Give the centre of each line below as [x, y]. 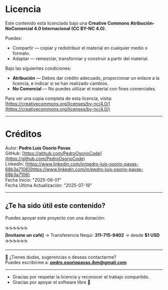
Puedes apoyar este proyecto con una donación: [55, 218]
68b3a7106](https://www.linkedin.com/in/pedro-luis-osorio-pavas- [74, 169]
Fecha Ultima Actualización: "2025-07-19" [49, 185]
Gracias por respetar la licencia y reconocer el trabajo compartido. [81, 276]
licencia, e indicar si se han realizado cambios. [60, 83]
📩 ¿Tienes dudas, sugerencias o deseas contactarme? [61, 257]
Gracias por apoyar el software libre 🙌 [51, 282]
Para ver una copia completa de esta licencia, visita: [59, 98]
